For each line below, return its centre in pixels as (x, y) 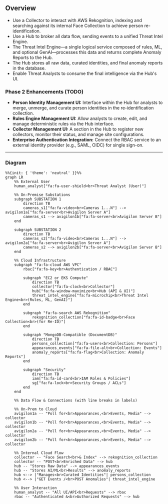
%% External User (32, 182)
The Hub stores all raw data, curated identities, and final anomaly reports (87, 62)
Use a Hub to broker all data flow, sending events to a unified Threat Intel (87, 36)
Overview (21, 8)
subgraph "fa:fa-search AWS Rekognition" (67, 313)
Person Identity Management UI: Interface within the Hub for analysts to (87, 102)
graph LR (14, 177)
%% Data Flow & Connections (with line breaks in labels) (76, 400)
